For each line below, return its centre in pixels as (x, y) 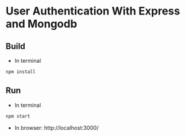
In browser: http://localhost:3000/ (56, 127)
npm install (21, 72)
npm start (18, 116)
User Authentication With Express (93, 11)
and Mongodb (41, 24)
